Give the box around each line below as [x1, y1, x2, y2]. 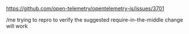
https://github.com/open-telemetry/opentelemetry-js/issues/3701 [6, 5, 165, 12]
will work [6, 23, 28, 29]
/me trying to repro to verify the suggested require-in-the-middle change [6, 16, 184, 23]
